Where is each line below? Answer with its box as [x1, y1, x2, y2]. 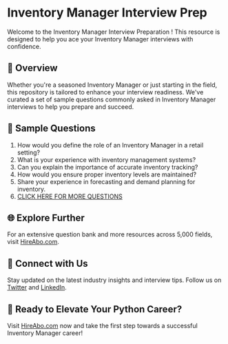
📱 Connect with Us [7, 257, 88, 270]
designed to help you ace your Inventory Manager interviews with [7, 34, 194, 43]
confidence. [7, 42, 41, 50]
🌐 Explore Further [7, 212, 85, 223]
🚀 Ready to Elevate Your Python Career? [7, 303, 183, 315]
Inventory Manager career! [7, 329, 83, 337]
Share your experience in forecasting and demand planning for [17, 177, 196, 185]
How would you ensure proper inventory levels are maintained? [17, 170, 197, 179]
